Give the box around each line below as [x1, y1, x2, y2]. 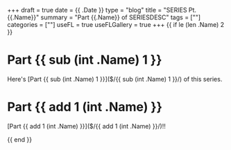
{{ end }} [7, 135, 33, 144]
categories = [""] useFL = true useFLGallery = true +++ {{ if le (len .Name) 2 [7, 21, 224, 28]
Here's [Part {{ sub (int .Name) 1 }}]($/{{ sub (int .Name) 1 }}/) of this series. [7, 75, 223, 83]
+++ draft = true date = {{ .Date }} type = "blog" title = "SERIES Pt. [7, 6, 196, 14]
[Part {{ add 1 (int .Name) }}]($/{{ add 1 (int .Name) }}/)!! [7, 122, 166, 130]
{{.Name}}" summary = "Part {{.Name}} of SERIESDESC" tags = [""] [7, 13, 201, 21]
